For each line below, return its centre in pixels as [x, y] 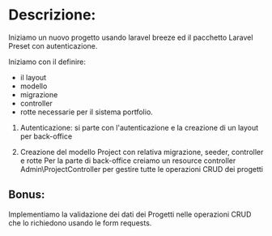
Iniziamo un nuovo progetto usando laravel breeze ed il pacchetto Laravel [131, 37]
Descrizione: [52, 15]
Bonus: [27, 195]
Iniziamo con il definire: [47, 62]
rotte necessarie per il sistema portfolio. [87, 112]
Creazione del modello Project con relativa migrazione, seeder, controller [142, 152]
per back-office [46, 136]
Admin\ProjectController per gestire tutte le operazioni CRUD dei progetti [141, 169]
